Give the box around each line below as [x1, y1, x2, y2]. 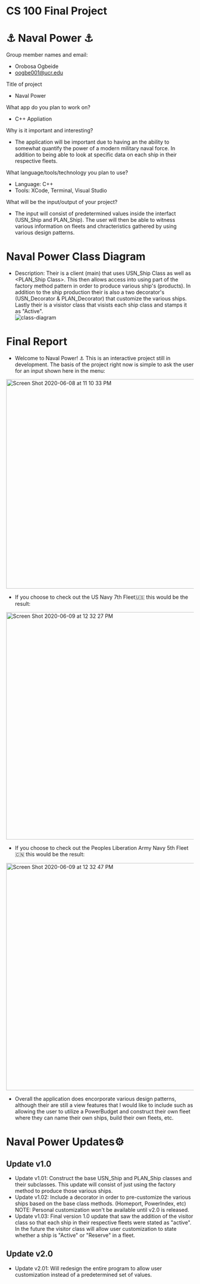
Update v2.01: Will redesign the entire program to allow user [14, 1264, 162, 1271]
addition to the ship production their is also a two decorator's [14, 289, 165, 296]
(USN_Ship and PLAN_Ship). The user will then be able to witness [14, 216, 176, 224]
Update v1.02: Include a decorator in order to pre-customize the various [14, 1194, 192, 1201]
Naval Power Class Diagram [6, 250, 146, 264]
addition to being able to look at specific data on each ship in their [14, 151, 177, 159]
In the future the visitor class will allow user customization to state [14, 1226, 177, 1232]
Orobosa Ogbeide [14, 63, 59, 70]
